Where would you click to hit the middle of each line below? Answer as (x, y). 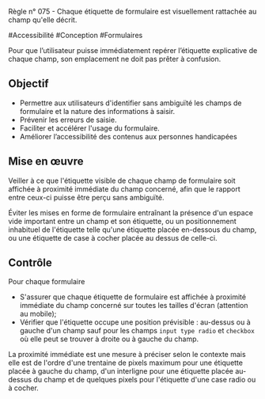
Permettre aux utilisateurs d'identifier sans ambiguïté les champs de (131, 103)
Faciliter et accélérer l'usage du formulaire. (89, 128)
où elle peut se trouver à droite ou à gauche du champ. (109, 339)
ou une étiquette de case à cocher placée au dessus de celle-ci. (113, 237)
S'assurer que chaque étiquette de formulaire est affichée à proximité (133, 297)
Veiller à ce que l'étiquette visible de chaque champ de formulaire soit (122, 180)
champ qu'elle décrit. (43, 20)
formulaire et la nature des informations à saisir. (97, 111)
